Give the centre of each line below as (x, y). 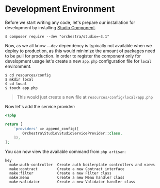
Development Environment (60, 9)
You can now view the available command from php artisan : (65, 151)
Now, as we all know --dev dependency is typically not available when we (79, 45)
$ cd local (16, 84)
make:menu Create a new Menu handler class (67, 178)
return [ (14, 124)
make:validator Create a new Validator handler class (72, 182)
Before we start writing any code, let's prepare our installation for (70, 22)
